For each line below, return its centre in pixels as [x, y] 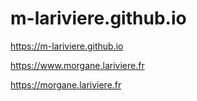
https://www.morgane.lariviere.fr [77, 65]
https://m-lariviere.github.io [67, 46]
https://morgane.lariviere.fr [66, 84]
